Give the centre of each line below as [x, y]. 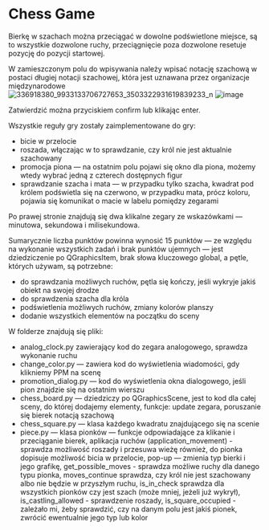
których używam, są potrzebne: [61, 266]
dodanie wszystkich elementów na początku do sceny [110, 316]
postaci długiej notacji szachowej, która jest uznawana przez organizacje [129, 77]
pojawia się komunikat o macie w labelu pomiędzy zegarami [119, 201]
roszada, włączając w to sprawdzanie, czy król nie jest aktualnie [126, 149]
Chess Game [52, 14]
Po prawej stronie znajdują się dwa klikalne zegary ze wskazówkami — [126, 216]
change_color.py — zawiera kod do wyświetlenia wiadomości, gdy [130, 364]
